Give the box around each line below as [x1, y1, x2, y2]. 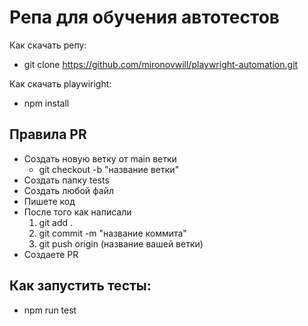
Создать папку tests [23, 174, 110, 186]
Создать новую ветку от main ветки [23, 152, 177, 165]
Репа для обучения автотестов [9, 6, 280, 29]
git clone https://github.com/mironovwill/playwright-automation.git [23, 58, 299, 70]
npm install [23, 97, 70, 109]
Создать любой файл [23, 184, 115, 196]
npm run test [23, 304, 77, 316]
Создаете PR [23, 248, 79, 260]
